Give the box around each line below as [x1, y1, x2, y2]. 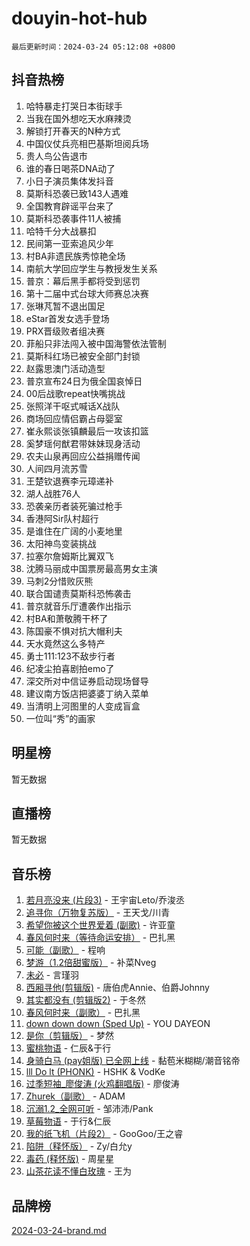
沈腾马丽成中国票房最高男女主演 [25, 562, 158, 574]
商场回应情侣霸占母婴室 [25, 412, 123, 424]
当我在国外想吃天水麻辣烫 [25, 112, 132, 124]
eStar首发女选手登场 [25, 312, 110, 324]
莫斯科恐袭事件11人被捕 [25, 212, 122, 224]
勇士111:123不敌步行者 [25, 650, 116, 662]
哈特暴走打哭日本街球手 [25, 100, 123, 112]
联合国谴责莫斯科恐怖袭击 [25, 587, 132, 599]
